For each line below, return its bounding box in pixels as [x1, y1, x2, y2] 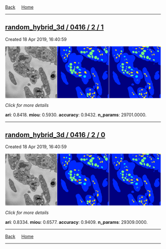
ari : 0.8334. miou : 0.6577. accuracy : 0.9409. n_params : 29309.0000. [5, 219, 148, 225]
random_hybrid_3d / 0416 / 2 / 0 [5, 131, 105, 139]
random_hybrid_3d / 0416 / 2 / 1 [5, 23, 104, 32]
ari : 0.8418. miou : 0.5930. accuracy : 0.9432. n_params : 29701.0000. [5, 111, 147, 118]
